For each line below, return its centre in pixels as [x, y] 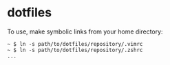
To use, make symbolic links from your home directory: [85, 31]
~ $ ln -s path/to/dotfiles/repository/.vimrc [75, 44]
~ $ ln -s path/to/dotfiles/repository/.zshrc [75, 50]
